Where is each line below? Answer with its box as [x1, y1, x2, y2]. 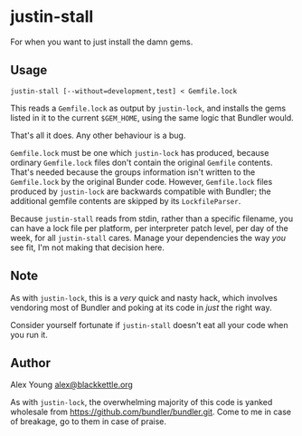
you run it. [10, 329, 48, 340]
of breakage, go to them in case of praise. [10, 416, 166, 427]
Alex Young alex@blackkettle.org [10, 379, 134, 391]
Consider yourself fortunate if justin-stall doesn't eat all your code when [10, 319, 288, 330]
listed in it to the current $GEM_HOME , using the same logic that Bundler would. [10, 111, 294, 123]
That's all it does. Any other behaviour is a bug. [10, 130, 186, 140]
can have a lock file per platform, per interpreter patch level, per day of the [10, 222, 288, 233]
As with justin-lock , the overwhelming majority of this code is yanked [10, 397, 273, 408]
